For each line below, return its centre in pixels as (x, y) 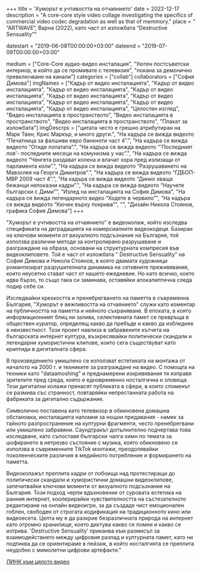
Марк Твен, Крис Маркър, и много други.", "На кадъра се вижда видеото (100, 134)
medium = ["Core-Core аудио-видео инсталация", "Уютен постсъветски (98, 64)
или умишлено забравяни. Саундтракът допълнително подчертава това (98, 430)
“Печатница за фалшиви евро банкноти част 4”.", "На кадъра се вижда (97, 140)
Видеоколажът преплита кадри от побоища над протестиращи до (91, 473)
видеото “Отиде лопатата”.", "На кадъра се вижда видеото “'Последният (100, 147)
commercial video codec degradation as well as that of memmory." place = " (101, 21)
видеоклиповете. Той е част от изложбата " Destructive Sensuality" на (96, 254)
